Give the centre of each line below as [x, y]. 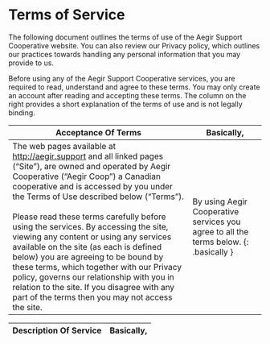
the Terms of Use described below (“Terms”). [98, 197]
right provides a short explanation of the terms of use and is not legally [125, 104]
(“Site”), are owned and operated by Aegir [92, 166]
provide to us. [31, 63]
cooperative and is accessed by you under [92, 186]
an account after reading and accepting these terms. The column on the [127, 95]
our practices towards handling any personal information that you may [125, 54]
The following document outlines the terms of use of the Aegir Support [125, 37]
